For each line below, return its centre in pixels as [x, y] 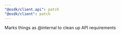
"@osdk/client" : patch [27, 14]
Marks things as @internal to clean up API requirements [60, 27]
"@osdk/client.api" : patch [32, 9]
